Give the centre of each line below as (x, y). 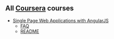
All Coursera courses (39, 8)
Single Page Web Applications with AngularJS (61, 20)
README (30, 31)
